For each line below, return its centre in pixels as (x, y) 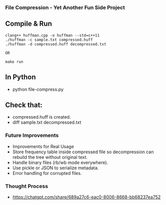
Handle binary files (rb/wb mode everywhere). (60, 162)
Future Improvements (32, 136)
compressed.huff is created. (42, 117)
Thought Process (27, 186)
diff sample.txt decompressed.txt (47, 123)
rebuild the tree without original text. (50, 157)
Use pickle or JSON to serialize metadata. (55, 168)
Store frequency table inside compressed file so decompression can (83, 152)
